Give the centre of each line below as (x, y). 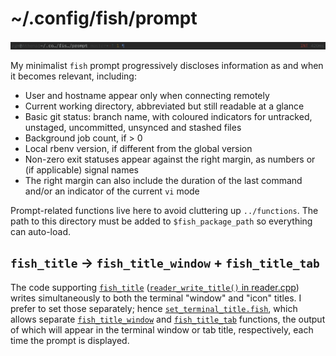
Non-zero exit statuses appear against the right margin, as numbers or (170, 159)
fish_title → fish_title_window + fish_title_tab (165, 263)
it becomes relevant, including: (73, 76)
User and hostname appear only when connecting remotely (147, 95)
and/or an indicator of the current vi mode (112, 191)
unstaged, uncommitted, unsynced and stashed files (133, 127)
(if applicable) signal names (81, 169)
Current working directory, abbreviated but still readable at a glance (164, 106)
